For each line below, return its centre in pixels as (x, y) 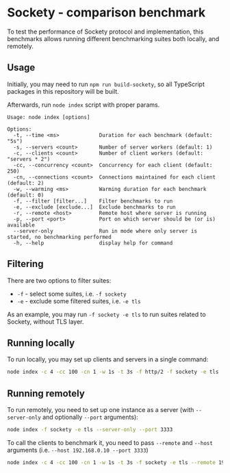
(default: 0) (26, 195)
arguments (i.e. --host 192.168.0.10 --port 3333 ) (78, 450)
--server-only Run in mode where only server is (105, 231)
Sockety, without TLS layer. (46, 321)
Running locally (41, 343)
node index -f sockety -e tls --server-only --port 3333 (90, 430)
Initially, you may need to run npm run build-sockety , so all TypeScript (106, 84)
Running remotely (46, 393)
